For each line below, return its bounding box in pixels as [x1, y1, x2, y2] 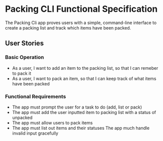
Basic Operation [5, 54, 44, 61]
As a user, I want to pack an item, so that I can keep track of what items [12, 75, 157, 82]
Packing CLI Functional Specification [5, 3, 158, 15]
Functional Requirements [5, 93, 66, 100]
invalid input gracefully [12, 130, 59, 136]
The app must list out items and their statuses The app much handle [12, 125, 150, 131]
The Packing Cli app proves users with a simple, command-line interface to [5, 20, 157, 26]
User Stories [5, 39, 44, 48]
